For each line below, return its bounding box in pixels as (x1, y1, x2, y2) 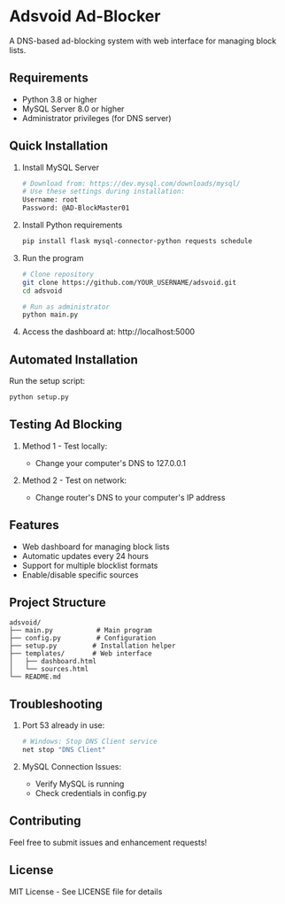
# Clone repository (21, 270, 95, 279)
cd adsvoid (21, 286, 63, 295)
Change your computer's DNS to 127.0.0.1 (35, 457, 186, 468)
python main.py (21, 310, 79, 319)
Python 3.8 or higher (21, 94, 97, 104)
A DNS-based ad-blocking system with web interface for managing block (9, 35, 277, 46)
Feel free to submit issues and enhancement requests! (9, 837, 208, 847)
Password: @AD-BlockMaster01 (21, 203, 130, 213)
